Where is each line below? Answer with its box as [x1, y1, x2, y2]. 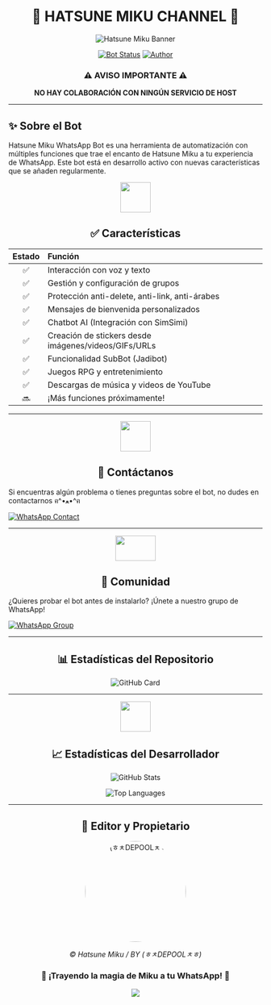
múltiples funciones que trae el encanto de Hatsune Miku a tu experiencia [8, 149, 254, 159]
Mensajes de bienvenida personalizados [47, 303, 200, 315]
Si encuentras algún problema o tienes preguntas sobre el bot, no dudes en [8, 487, 260, 497]
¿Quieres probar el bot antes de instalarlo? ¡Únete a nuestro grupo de [8, 596, 239, 606]
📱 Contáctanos [97, 465, 174, 479]
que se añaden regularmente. [8, 166, 106, 176]
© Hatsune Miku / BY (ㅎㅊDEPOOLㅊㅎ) [69, 949, 202, 959]
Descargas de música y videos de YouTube [47, 379, 211, 390]
